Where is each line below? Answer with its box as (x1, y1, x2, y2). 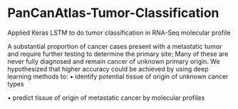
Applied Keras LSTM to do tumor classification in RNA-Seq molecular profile (7, 28, 231, 37)
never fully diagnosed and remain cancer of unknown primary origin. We (7, 57, 220, 65)
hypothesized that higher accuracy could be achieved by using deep (7, 64, 209, 73)
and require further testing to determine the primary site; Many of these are (7, 50, 229, 58)
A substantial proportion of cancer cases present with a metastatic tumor (7, 42, 222, 50)
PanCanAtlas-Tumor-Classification (7, 5, 219, 21)
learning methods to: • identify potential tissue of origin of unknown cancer (7, 72, 229, 81)
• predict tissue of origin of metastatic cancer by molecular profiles (7, 93, 205, 102)
